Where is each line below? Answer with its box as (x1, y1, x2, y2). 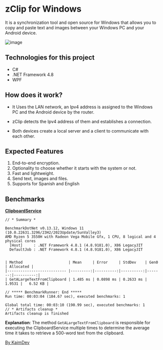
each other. (12, 133, 36, 139)
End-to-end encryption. (12, 160, 60, 166)
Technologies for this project (5, 54, 95, 62)
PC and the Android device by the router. (12, 109, 94, 115)
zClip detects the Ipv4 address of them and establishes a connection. (12, 118, 152, 124)
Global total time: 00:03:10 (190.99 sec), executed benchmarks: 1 (5, 303, 145, 308)
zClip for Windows (5, 3, 81, 15)
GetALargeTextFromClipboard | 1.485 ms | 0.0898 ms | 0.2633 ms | (9, 277, 147, 282)
